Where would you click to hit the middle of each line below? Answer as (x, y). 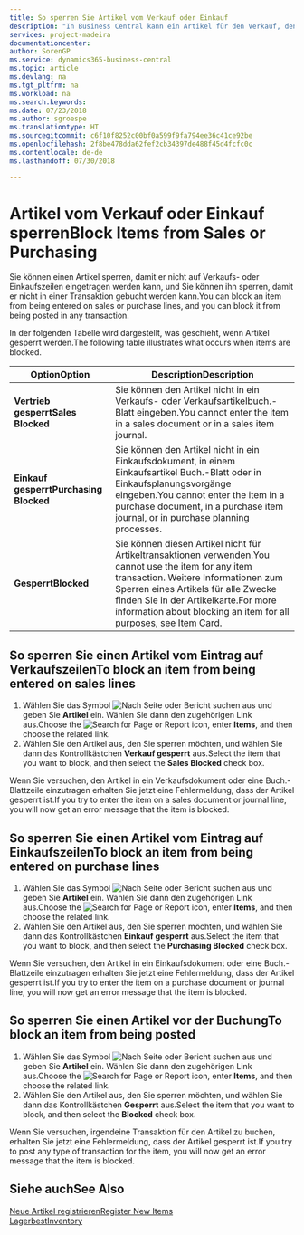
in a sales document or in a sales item (195, 424)
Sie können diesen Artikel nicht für (188, 544)
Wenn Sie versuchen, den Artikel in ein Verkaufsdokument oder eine (137, 780)
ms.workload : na (40, 93)
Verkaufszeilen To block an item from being (133, 670)
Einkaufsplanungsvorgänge (173, 483)
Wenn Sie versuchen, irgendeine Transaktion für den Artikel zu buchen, (142, 1132)
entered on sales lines (72, 683)
